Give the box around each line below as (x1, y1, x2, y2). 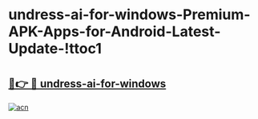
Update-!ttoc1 (8, 40, 102, 58)
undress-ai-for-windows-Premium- (8, 6, 251, 24)
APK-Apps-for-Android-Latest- (8, 22, 221, 41)
